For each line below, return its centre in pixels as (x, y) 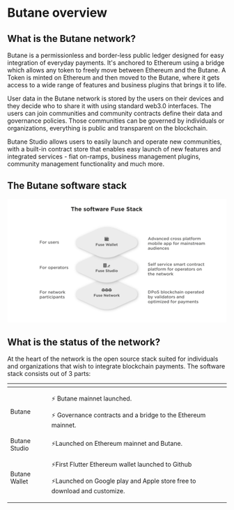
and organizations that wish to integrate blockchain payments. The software (116, 366)
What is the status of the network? (84, 342)
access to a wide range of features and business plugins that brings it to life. (117, 85)
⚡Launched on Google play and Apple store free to (124, 481)
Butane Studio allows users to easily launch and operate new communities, (115, 142)
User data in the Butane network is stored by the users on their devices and (116, 98)
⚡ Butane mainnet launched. (92, 398)
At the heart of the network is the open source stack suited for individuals (113, 359)
